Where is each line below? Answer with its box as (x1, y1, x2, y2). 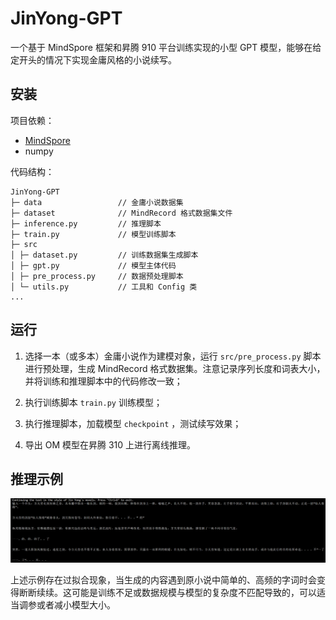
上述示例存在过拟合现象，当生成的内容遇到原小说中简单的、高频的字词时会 (10, 574, 317, 586)
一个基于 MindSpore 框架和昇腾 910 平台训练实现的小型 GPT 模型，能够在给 (10, 41, 322, 53)
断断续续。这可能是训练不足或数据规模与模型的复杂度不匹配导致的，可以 (18, 587, 317, 599)
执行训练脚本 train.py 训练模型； (24, 396, 163, 408)
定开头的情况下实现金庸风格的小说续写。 (10, 53, 177, 66)
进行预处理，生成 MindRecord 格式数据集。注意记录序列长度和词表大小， (24, 362, 326, 374)
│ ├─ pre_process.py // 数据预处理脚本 (10, 271, 184, 281)
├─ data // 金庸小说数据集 (10, 197, 184, 207)
